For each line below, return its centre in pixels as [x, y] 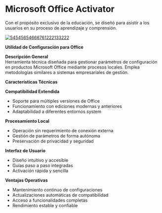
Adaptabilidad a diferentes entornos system [57, 111]
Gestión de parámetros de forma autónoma [56, 136]
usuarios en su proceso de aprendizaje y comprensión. [61, 28]
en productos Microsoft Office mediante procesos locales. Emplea [72, 67]
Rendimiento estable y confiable [45, 205]
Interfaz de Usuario [25, 150]
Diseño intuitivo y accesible [40, 160]
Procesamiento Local [27, 121]
